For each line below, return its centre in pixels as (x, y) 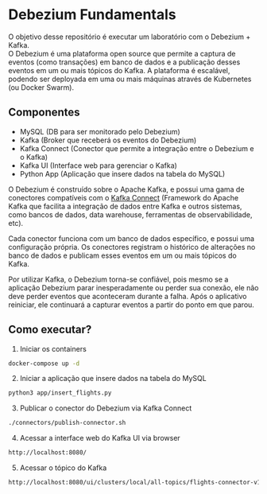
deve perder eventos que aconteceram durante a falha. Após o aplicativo (128, 296)
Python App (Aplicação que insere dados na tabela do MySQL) (122, 173)
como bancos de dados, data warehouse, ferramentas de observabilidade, (130, 214)
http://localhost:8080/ (48, 453)
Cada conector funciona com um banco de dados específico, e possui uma (132, 238)
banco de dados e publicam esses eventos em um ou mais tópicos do (122, 255)
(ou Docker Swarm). (41, 87)
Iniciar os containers (53, 348)
